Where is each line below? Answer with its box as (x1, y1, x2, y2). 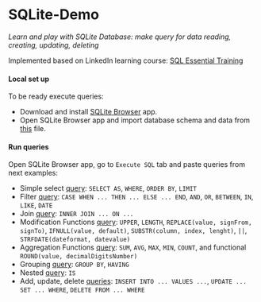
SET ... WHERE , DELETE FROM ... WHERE (19, 285, 145, 295)
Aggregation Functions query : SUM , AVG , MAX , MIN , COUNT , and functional (19, 242, 247, 252)
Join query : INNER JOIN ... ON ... (19, 209, 134, 219)
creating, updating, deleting (8, 40, 99, 49)
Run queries (8, 141, 49, 152)
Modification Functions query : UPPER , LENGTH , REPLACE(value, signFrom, (19, 217, 252, 227)
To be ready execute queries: (8, 91, 105, 101)
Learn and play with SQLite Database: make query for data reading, (8, 32, 232, 41)
